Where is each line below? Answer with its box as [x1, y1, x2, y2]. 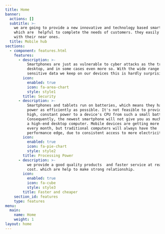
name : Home [14, 212, 36, 217]
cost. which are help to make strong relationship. [27, 167, 135, 172]
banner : [5, 12, 21, 17]
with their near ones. [14, 35, 60, 40]
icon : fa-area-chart [27, 84, 69, 90]
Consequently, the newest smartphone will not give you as [27, 116, 151, 122]
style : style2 [27, 149, 56, 154]
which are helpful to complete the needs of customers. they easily [14, 30, 160, 35]
